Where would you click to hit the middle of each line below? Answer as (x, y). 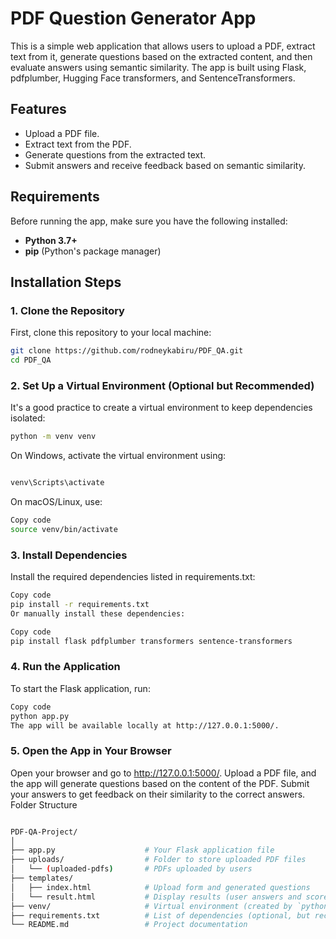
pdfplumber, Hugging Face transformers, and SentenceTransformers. (153, 78)
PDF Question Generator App (133, 18)
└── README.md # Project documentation (129, 925)
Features (38, 109)
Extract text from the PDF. (78, 144)
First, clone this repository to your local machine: (111, 333)
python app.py (40, 716)
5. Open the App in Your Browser (91, 751)
